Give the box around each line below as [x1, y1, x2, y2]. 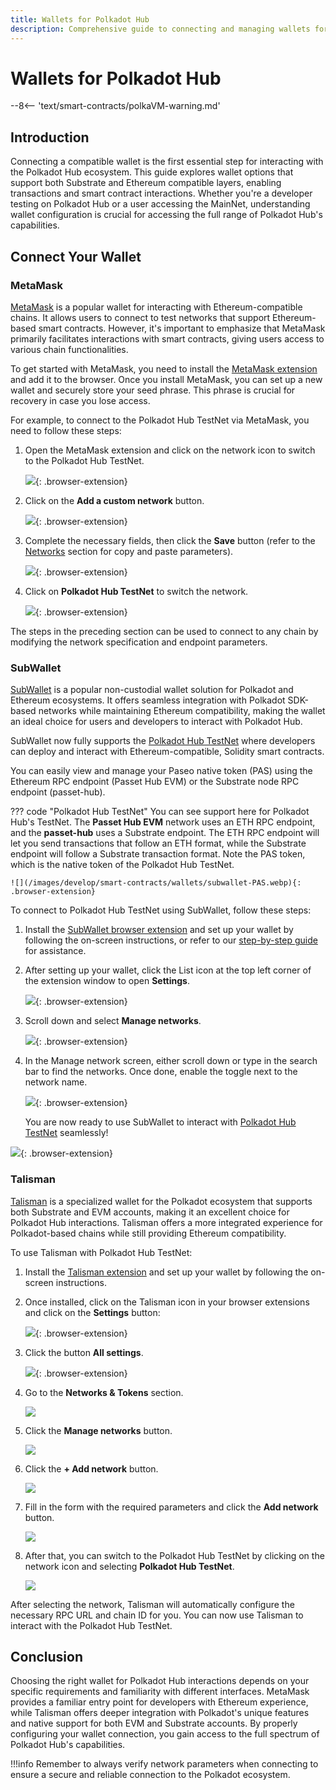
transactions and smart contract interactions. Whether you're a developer [10, 187, 313, 200]
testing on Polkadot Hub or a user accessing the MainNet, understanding [10, 198, 311, 210]
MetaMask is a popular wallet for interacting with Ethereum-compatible [10, 301, 303, 313]
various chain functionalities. [10, 343, 129, 355]
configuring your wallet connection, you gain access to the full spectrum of [10, 1728, 320, 1740]
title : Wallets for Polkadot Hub [10, 14, 150, 25]
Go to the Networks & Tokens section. [24, 1386, 184, 1398]
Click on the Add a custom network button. [24, 494, 205, 506]
